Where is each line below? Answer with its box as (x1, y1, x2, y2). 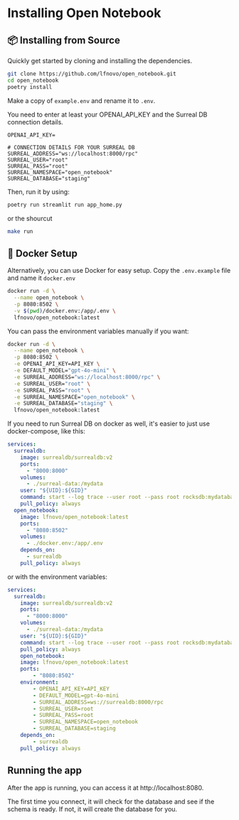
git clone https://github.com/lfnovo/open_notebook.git (7, 70, 176, 77)
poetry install (7, 83, 53, 90)
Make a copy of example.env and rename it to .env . (7, 96, 156, 104)
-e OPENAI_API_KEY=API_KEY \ (14, 360, 100, 367)
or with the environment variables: (7, 572, 108, 581)
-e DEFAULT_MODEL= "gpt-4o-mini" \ (14, 367, 116, 374)
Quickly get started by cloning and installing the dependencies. (7, 57, 193, 65)
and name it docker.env (7, 274, 76, 282)
